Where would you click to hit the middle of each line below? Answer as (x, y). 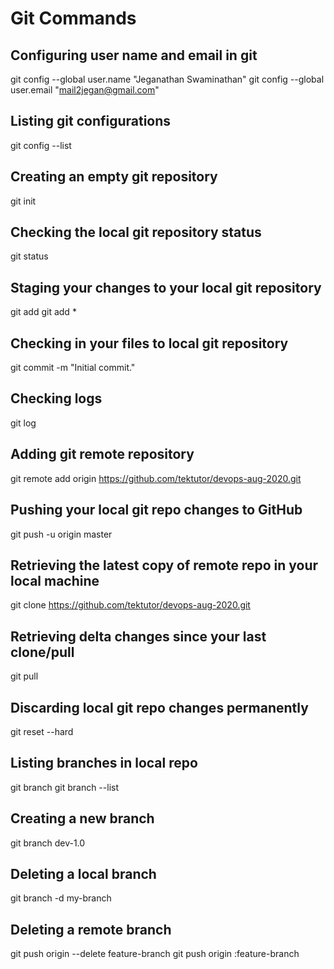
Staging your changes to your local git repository (166, 287)
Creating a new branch (82, 818)
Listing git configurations (91, 121)
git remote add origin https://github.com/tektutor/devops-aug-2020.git (156, 478)
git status (29, 256)
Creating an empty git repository (114, 177)
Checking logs (56, 398)
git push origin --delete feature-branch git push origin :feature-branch (155, 954)
